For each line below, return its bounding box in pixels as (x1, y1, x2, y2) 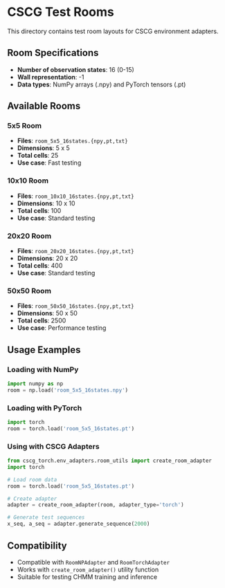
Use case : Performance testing (17, 324, 107, 332)
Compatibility (7, 540, 67, 551)
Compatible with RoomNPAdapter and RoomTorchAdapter (17, 558, 170, 566)
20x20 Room (7, 231, 52, 241)
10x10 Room (7, 176, 49, 185)
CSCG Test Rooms (7, 4, 114, 20)
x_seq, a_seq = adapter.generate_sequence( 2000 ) (7, 520, 150, 528)
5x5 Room (7, 121, 42, 131)
